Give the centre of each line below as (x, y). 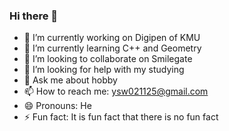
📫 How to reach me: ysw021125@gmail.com (116, 91)
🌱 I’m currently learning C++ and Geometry (112, 48)
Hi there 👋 (34, 16)
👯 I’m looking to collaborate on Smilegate (108, 59)
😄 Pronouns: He (57, 106)
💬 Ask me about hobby (70, 80)
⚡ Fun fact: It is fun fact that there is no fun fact (121, 117)
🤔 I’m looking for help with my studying (104, 70)
